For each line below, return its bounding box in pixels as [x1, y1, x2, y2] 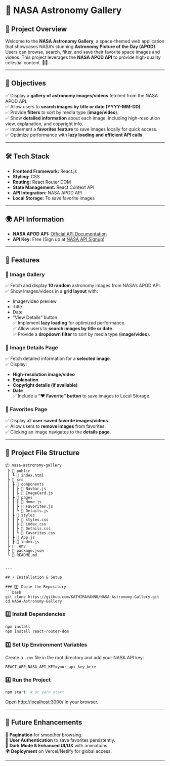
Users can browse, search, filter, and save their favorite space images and [5, 49, 160, 55]
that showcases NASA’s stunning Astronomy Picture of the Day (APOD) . [5, 44, 157, 50]
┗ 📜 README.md [7, 552, 37, 557]
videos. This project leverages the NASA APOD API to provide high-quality [5, 54, 161, 60]
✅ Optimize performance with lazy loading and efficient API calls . [5, 132, 144, 138]
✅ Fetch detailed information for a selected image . [5, 355, 111, 361]
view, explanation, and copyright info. [5, 120, 83, 127]
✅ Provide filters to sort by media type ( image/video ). [5, 109, 119, 115]
